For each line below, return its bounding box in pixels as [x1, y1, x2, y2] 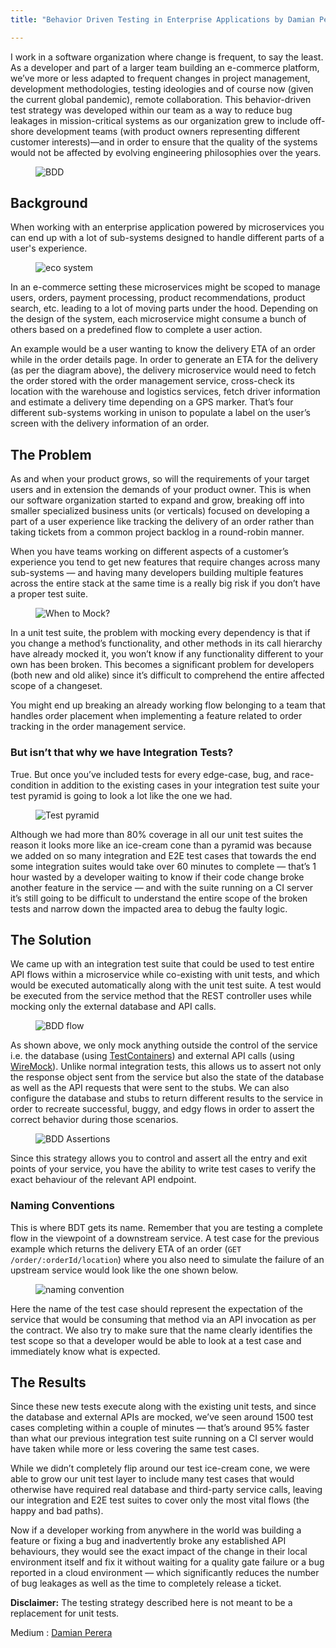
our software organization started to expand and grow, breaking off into [10, 494, 305, 506]
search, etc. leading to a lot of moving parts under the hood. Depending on [10, 302, 319, 315]
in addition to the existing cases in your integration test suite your [51, 779, 320, 791]
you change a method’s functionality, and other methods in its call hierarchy [10, 637, 323, 650]
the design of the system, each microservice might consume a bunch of [10, 313, 307, 325]
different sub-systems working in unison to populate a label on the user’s [10, 407, 311, 419]
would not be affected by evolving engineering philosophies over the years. [10, 146, 322, 158]
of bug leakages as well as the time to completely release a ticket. [10, 1577, 282, 1590]
